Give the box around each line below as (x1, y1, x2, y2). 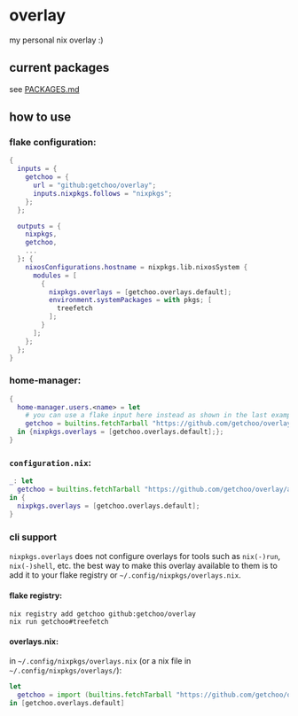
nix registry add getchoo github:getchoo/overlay (9, 610, 197, 619)
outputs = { (17, 222, 62, 230)
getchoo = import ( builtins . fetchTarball (17, 690, 173, 700)
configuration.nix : (9, 456, 91, 469)
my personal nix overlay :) (9, 35, 104, 45)
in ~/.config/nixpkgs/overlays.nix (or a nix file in (9, 656, 192, 666)
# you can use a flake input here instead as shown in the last (25, 411, 268, 420)
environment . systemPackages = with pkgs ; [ (48, 296, 213, 305)
